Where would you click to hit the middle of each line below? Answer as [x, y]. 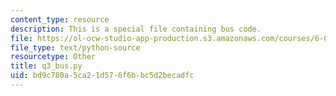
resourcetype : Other [53, 57]
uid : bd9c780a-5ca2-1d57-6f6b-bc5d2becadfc [102, 76]
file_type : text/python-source [75, 47]
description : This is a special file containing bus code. [136, 29]
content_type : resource [60, 19]
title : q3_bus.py [46, 66]
